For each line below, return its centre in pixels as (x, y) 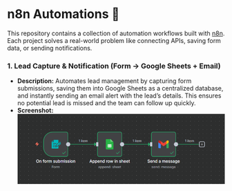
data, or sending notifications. (50, 48)
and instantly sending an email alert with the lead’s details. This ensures (119, 95)
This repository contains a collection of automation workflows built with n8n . (116, 33)
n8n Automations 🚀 (64, 14)
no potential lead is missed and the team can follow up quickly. (106, 103)
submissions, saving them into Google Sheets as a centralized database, (120, 89)
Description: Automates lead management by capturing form (104, 81)
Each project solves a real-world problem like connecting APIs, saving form (114, 40)
